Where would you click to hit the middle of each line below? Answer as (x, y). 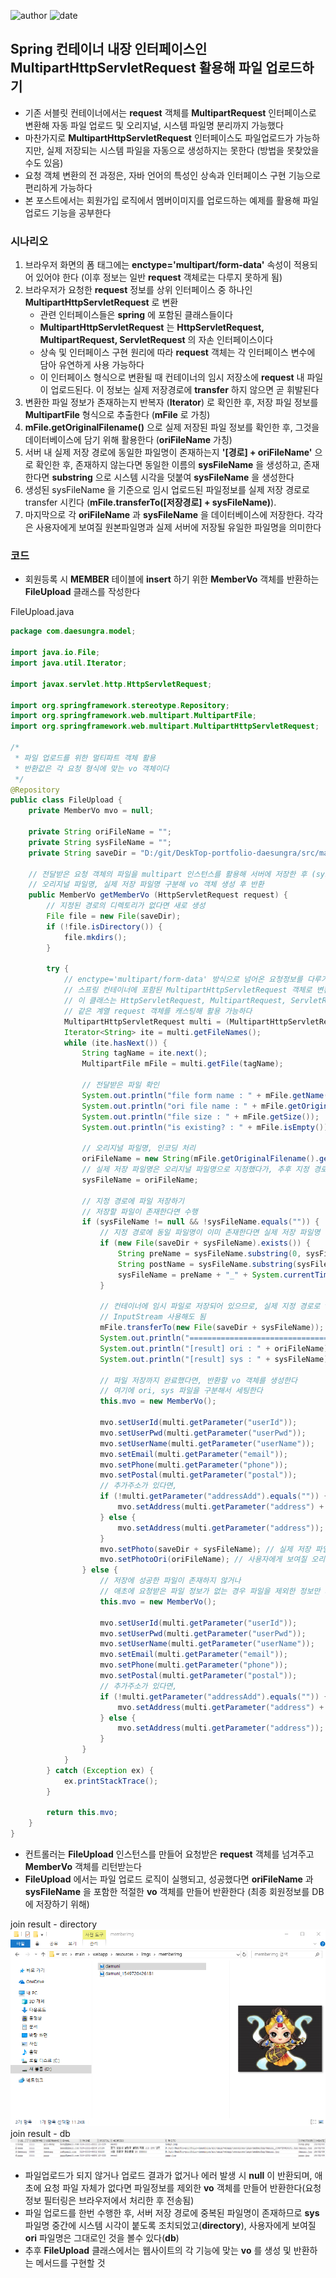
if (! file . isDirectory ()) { (104, 926)
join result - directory (54, 1924)
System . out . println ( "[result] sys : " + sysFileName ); (216, 1359)
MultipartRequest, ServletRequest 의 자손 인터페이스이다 (156, 340)
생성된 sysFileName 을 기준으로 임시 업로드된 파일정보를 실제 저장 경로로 (167, 490)
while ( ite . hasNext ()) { (115, 1043)
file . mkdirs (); (95, 937)
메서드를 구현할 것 (70, 2262)
